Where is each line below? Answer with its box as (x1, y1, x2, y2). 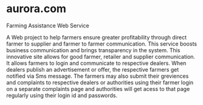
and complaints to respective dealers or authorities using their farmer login (6, 78, 193, 86)
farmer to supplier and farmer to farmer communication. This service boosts (6, 40, 198, 47)
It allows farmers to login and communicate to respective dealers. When (6, 59, 187, 67)
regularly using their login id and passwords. (6, 92, 118, 99)
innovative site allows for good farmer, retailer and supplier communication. (6, 53, 196, 60)
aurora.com (6, 2, 67, 16)
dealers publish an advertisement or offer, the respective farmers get (6, 66, 179, 73)
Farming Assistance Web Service (6, 22, 89, 29)
